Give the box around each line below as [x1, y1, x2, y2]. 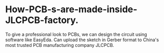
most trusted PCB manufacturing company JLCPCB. [5, 42, 114, 48]
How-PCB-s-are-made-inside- [5, 4, 138, 15]
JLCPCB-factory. [5, 14, 79, 26]
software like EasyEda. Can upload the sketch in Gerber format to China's [5, 37, 159, 43]
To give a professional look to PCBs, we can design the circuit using [5, 31, 147, 37]
